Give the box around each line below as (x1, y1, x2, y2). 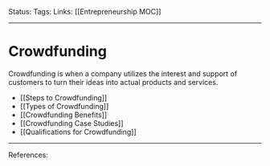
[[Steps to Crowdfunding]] (19, 92, 108, 103)
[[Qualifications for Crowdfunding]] (19, 127, 137, 136)
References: (8, 150, 48, 160)
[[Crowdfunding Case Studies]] (19, 118, 124, 128)
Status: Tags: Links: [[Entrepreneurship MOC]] (8, 7, 162, 16)
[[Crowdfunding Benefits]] (19, 110, 108, 119)
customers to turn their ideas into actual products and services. (8, 77, 219, 87)
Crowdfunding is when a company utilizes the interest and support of (8, 68, 238, 79)
